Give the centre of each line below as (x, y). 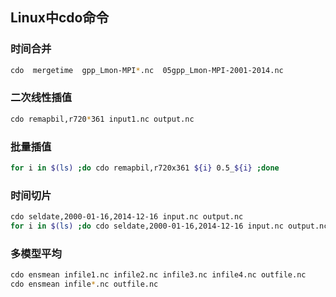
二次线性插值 (41, 98)
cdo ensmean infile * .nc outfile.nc (84, 284)
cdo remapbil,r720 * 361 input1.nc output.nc (102, 119)
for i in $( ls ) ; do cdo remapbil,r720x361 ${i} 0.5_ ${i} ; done (145, 168)
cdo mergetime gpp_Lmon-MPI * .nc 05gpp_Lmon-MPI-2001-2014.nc (147, 70)
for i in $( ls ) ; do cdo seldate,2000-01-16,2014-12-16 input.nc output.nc (169, 226)
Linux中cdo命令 (60, 18)
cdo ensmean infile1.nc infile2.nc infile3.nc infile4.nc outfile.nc (158, 275)
